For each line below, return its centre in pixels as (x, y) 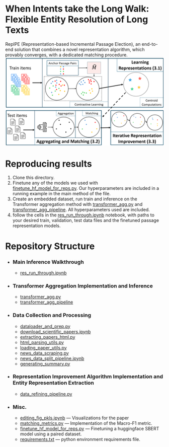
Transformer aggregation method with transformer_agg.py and (77, 204)
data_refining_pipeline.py (46, 394)
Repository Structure (50, 246)
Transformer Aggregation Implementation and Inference (83, 286)
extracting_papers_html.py (48, 337)
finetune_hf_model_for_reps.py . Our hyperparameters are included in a (86, 188)
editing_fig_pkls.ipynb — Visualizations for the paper (74, 418)
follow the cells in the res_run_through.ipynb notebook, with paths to (83, 215)
